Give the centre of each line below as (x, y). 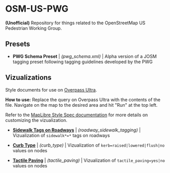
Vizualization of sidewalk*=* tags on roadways (61, 135)
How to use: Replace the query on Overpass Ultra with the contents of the (83, 100)
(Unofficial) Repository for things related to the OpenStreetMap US (75, 23)
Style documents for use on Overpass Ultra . (51, 90)
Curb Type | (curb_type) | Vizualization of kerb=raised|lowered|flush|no (89, 145)
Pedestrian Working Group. (34, 28)
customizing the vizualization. (36, 120)
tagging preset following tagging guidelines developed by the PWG (83, 62)
